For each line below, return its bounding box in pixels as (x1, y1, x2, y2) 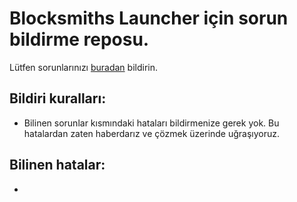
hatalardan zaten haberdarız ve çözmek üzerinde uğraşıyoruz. (23, 127, 281, 139)
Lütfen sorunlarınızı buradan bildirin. (9, 61, 158, 73)
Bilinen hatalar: (9, 157, 106, 174)
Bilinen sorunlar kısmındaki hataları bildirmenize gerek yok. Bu (23, 117, 280, 129)
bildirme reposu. (9, 28, 150, 51)
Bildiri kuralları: (9, 90, 107, 107)
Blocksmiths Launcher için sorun (9, 7, 289, 30)
